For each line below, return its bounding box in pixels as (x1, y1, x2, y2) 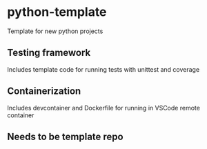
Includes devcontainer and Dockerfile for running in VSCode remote (7, 103, 200, 112)
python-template (7, 4, 107, 20)
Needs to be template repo (7, 130, 124, 142)
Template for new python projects (7, 27, 103, 35)
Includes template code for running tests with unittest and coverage (7, 65, 200, 73)
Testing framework (7, 47, 91, 59)
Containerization (7, 86, 81, 97)
